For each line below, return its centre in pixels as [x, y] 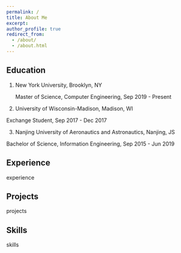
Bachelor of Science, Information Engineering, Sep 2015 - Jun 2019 [90, 144]
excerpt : [17, 23]
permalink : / [23, 12]
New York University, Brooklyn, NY [58, 85]
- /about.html [29, 46]
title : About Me [27, 18]
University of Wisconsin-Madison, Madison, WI [74, 108]
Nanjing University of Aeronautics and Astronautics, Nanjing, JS [95, 132]
